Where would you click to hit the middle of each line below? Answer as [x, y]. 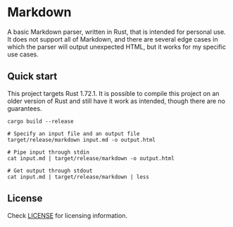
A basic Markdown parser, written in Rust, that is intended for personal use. [117, 32]
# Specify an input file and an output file [74, 134]
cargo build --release [40, 121]
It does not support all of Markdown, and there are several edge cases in [113, 39]
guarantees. [25, 108]
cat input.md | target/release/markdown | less [78, 177]
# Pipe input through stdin [49, 152]
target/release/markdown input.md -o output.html [82, 140]
